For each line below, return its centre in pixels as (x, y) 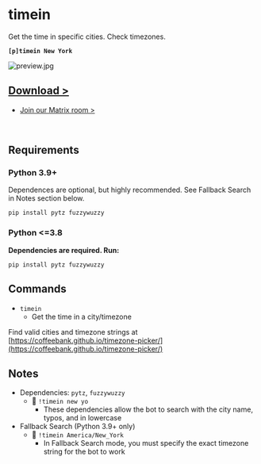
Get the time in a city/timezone (82, 316)
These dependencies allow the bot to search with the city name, (148, 409)
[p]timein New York (40, 51)
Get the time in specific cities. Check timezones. (87, 36)
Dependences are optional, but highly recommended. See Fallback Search (130, 190)
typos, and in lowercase (83, 418)
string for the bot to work (84, 452)
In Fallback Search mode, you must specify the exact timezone (146, 443)
